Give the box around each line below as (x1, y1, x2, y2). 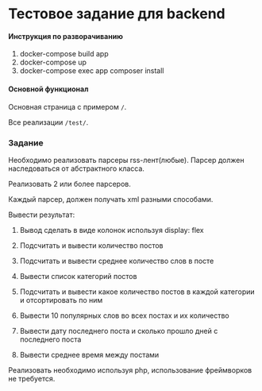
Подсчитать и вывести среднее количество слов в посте (19, 256, 214, 265)
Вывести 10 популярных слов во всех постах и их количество (19, 311, 229, 320)
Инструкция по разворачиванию (8, 31, 123, 41)
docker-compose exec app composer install (19, 66, 164, 75)
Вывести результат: (8, 210, 75, 219)
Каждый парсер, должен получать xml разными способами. (8, 194, 214, 203)
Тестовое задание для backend (8, 5, 225, 23)
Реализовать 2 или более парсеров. (8, 179, 131, 188)
